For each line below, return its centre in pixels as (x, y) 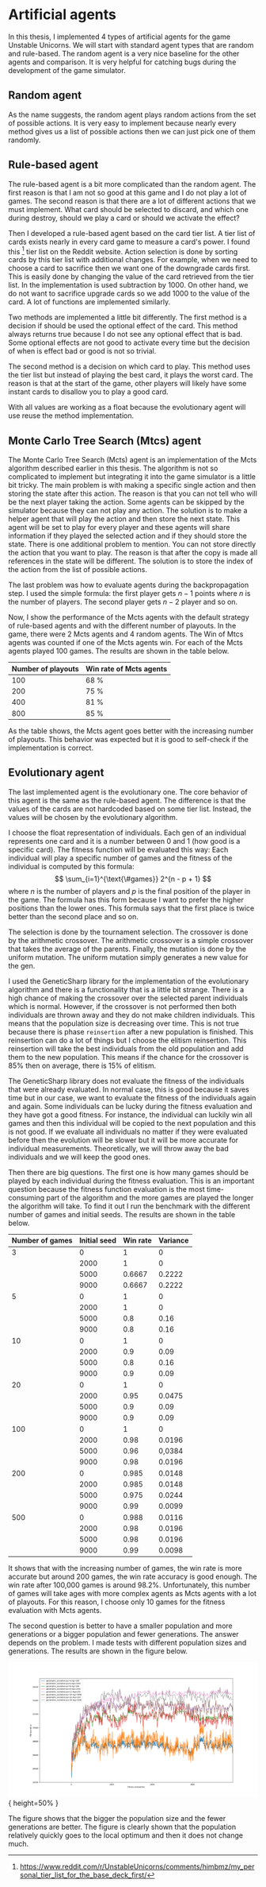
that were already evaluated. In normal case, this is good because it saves (129, 1089)
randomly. (25, 140)
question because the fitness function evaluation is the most (106, 1189)
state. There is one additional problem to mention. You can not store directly (132, 544)
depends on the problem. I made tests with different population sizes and (127, 1642)
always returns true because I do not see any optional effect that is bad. (125, 334)
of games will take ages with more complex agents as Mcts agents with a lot (133, 1593)
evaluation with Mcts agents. (55, 1610)
